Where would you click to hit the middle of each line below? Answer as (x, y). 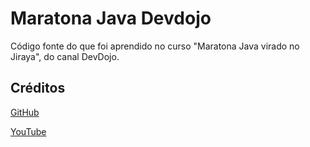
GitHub (25, 112)
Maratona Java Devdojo (111, 18)
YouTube (28, 131)
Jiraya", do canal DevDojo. (65, 56)
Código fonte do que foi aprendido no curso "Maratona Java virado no (155, 46)
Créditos (38, 88)
